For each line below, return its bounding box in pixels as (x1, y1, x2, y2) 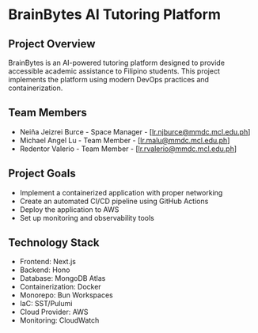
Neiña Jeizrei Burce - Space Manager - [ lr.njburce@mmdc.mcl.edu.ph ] (19, 127, 251, 136)
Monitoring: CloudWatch (19, 316, 100, 325)
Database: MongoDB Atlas (19, 274, 106, 283)
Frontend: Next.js (19, 257, 77, 267)
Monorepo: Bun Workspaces (19, 290, 113, 300)
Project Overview (8, 37, 96, 51)
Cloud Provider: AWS (19, 307, 89, 317)
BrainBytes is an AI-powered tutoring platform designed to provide (8, 58, 226, 67)
